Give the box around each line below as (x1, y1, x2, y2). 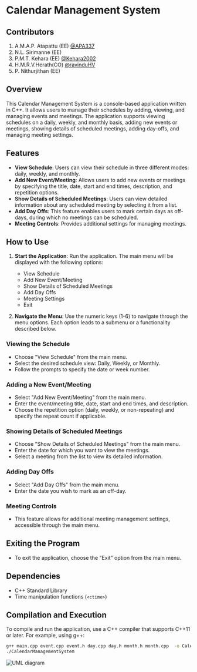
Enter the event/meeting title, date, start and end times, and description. (14, 400, 189, 407)
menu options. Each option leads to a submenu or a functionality (14, 319, 171, 326)
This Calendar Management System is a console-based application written (6, 100, 186, 107)
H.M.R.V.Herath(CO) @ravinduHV (14, 61, 96, 68)
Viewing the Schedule (6, 340, 70, 348)
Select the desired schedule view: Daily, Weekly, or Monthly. (14, 359, 161, 367)
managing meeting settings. (6, 131, 73, 138)
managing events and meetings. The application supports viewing (6, 112, 165, 119)
